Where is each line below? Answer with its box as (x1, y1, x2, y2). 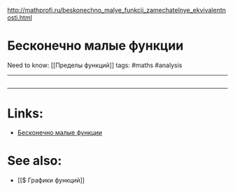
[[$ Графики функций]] (17, 176, 85, 185)
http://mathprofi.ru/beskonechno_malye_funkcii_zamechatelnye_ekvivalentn (7, 6, 226, 14)
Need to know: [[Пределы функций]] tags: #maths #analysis (7, 61, 183, 69)
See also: (7, 153, 62, 169)
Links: (7, 105, 44, 121)
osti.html (7, 13, 33, 22)
